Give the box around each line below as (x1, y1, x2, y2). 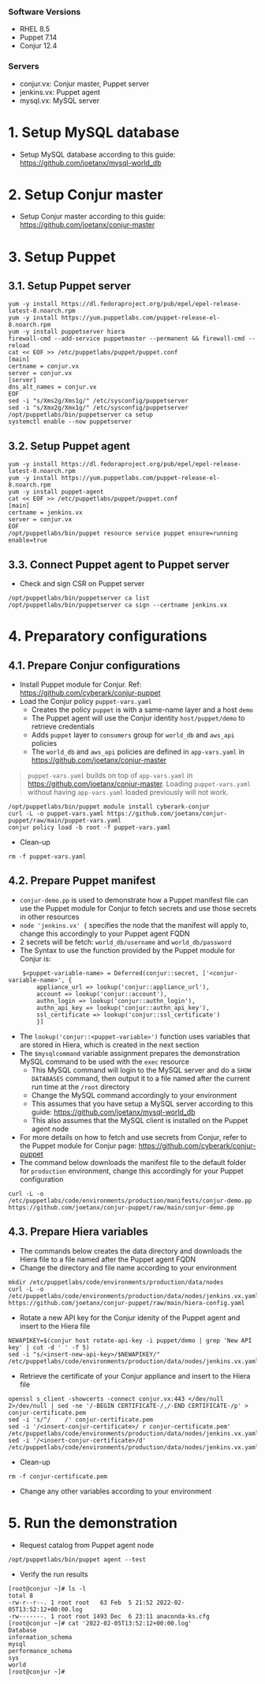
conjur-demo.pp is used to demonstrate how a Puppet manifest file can (19, 895, 248, 904)
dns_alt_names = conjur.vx (8, 383, 97, 392)
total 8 (8, 1591, 34, 1599)
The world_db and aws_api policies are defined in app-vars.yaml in (31, 747, 245, 757)
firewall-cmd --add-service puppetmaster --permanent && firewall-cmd (8, 335, 245, 342)
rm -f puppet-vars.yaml (8, 853, 87, 861)
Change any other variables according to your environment (19, 1486, 212, 1496)
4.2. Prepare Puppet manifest (8, 874, 156, 887)
